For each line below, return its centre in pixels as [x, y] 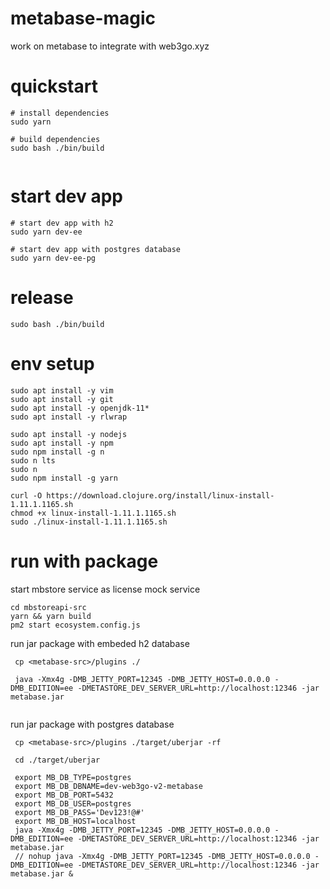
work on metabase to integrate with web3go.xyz [110, 46]
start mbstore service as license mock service [105, 589]
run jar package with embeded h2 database [100, 643]
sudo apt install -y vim [62, 390]
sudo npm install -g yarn [64, 478]
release [42, 298]
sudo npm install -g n [57, 452]
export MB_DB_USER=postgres [73, 803]
